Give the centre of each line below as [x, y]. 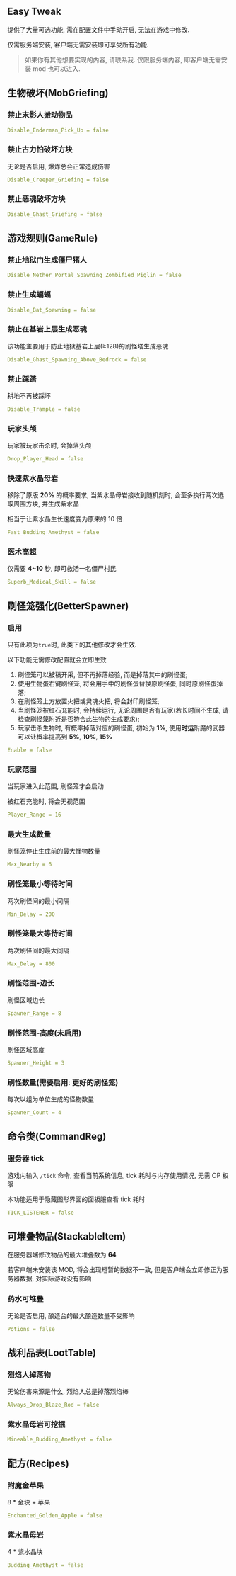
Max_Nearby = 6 [30, 864]
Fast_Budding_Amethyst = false [53, 533]
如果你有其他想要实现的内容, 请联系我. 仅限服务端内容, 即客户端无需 [123, 59]
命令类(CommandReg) [57, 1136]
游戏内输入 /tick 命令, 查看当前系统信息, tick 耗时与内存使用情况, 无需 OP [114, 1175]
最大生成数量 [29, 834]
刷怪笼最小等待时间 [40, 884]
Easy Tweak [34, 12]
